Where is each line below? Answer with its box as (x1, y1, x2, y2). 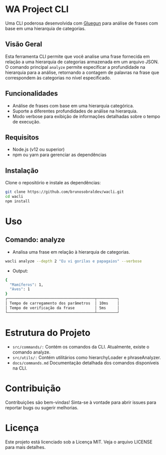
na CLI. (12, 365, 27, 371)
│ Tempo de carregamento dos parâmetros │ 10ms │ (5, 301, 120, 306)
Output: (12, 268, 28, 274)
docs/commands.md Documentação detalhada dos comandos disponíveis (12, 360, 159, 366)
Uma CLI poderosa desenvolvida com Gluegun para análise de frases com (5, 20, 158, 26)
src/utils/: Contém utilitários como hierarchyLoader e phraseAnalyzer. (12, 354, 161, 360)
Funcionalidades (5, 89, 58, 98)
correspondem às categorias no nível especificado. (5, 74, 111, 81)
